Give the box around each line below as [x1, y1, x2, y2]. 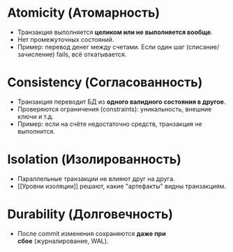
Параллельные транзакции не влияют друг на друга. [17, 174, 176, 182]
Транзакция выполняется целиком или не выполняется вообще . [17, 28, 213, 36]
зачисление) [17, 50, 55, 58]
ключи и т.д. [17, 112, 54, 120]
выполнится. [17, 127, 56, 135]
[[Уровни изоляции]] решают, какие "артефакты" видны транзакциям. [17, 182, 227, 190]
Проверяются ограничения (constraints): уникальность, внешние [17, 104, 212, 113]
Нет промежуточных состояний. [17, 35, 114, 43]
